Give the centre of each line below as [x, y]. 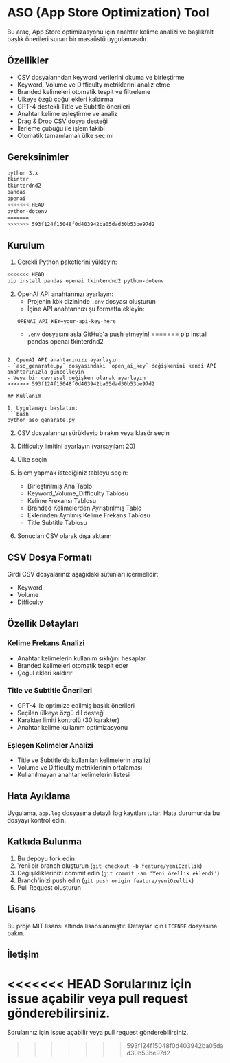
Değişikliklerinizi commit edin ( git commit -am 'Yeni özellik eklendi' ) [118, 873]
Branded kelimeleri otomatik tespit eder [73, 665]
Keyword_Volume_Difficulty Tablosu [78, 493]
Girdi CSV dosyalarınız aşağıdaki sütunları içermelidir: [83, 574]
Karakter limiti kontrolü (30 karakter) [68, 720]
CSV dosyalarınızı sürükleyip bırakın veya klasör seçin [93, 433]
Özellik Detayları [43, 624]
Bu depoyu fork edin [46, 858]
